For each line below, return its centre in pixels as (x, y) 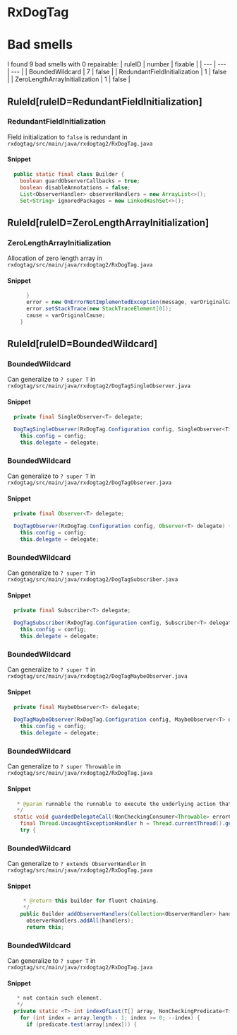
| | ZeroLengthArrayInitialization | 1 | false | (69, 79)
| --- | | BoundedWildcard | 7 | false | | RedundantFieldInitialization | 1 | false (117, 72)
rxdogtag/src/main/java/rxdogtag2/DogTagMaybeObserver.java (98, 677)
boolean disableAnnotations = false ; (75, 187)
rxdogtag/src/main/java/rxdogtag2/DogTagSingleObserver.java (99, 386)
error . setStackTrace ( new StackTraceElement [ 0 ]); (99, 309)
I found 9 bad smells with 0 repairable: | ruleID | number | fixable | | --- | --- (117, 64)
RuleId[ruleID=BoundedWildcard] (83, 344)
